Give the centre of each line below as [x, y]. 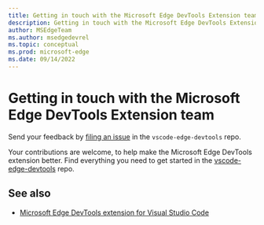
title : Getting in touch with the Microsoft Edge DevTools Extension [125, 15]
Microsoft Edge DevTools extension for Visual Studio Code [114, 212]
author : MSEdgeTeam [40, 30]
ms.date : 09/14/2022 [42, 60]
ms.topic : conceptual [44, 45]
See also [29, 194]
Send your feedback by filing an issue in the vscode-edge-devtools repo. [125, 136]
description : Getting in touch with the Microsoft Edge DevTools [117, 23]
